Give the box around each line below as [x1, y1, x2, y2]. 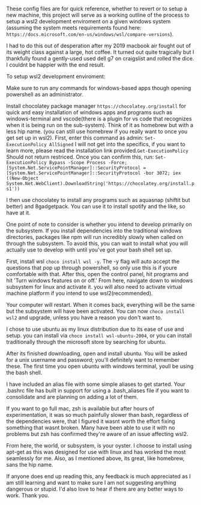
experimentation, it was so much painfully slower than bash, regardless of [6, 412, 189, 418]
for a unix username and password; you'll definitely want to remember [6, 356, 180, 363]
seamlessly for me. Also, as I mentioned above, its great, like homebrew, [6, 455, 185, 462]
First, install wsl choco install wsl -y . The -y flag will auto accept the [6, 258, 180, 265]
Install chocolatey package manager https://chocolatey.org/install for [6, 102, 187, 110]
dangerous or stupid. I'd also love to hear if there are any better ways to [6, 485, 184, 492]
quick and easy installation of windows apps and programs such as [6, 109, 173, 116]
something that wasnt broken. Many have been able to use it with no [6, 424, 175, 431]
